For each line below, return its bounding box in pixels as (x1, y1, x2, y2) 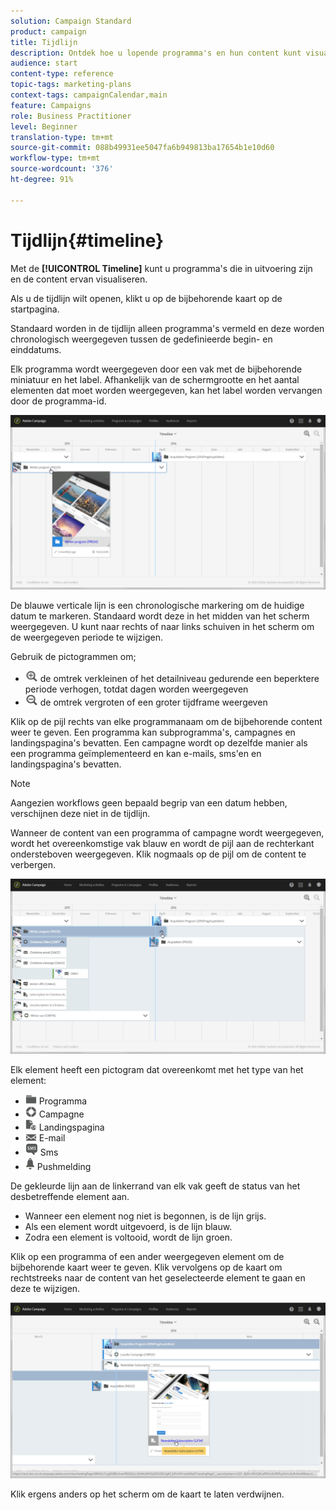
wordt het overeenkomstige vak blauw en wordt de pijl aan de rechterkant (10, 838, 315, 850)
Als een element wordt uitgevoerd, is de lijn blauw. (24, 1221, 233, 1233)
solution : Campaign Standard (10, 16, 132, 26)
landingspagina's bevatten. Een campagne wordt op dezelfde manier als (10, 737, 308, 749)
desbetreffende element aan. (10, 1191, 130, 1203)
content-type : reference (10, 69, 114, 79)
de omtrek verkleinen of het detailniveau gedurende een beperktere (39, 673, 320, 685)
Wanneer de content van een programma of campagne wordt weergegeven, (10, 827, 325, 839)
